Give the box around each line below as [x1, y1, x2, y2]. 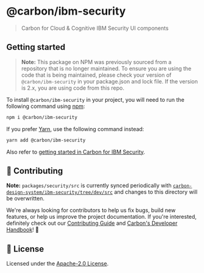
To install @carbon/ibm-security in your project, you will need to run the [6, 96, 185, 103]
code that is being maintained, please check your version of [21, 71, 172, 79]
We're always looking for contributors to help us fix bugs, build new [6, 207, 176, 214]
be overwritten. [6, 195, 44, 202]
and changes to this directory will [114, 188, 198, 196]
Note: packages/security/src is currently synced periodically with [6, 182, 172, 190]
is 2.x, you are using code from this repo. [21, 84, 125, 91]
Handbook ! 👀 [6, 226, 40, 233]
